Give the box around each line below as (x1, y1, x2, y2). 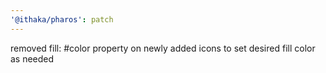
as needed (10, 52, 55, 65)
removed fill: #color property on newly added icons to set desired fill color (10, 42, 316, 54)
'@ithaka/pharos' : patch (10, 14, 114, 25)
